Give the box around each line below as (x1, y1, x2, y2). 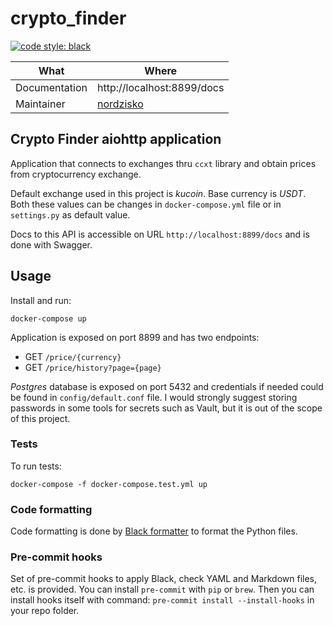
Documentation (15, 80, 88, 94)
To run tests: (10, 460, 62, 472)
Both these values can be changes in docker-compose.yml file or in (10, 198, 282, 210)
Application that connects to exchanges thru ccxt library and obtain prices (10, 157, 317, 169)
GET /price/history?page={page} (24, 361, 162, 373)
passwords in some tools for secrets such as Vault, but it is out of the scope (10, 402, 323, 414)
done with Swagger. (10, 238, 93, 251)
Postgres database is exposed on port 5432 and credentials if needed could (10, 380, 324, 392)
